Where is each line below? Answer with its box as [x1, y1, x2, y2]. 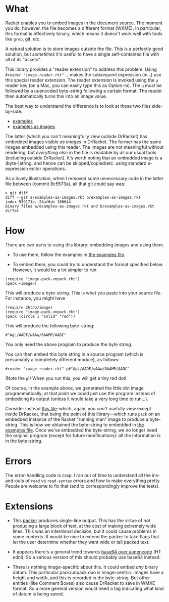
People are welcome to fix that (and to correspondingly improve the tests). [5, 483, 160, 489]
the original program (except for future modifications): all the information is [5, 432, 161, 438]
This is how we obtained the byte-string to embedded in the [19, 421, 144, 427]
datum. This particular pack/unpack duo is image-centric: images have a [12, 569, 164, 575]
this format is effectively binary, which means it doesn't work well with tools [5, 30, 163, 36]
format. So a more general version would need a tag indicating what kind [12, 585, 164, 591]
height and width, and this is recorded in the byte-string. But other [12, 575, 150, 581]
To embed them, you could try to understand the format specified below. [12, 261, 164, 267]
